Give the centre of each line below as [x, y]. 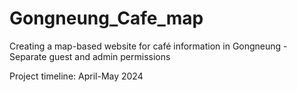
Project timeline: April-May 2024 [76, 76]
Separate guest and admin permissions [90, 56]
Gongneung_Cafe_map [106, 18]
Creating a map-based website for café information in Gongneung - [148, 46]
